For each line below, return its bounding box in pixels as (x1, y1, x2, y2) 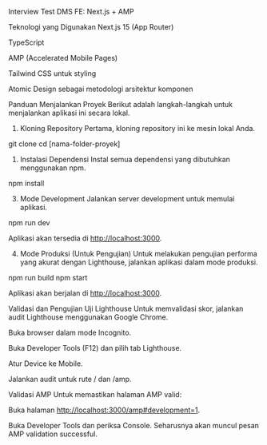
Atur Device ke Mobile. (8, 359, 83, 368)
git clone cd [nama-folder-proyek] (8, 139, 121, 149)
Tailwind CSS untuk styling (8, 69, 97, 78)
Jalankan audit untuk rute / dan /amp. (8, 375, 132, 383)
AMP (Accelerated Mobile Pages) (8, 54, 118, 62)
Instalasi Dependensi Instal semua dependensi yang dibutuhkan (19, 155, 230, 164)
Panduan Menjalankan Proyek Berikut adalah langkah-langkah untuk (8, 100, 233, 109)
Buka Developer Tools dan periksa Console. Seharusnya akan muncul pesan (8, 421, 260, 430)
